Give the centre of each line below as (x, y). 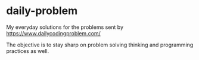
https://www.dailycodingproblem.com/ (54, 33)
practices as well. (28, 51)
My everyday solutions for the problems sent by (65, 27)
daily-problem (42, 11)
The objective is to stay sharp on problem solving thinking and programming (100, 45)
